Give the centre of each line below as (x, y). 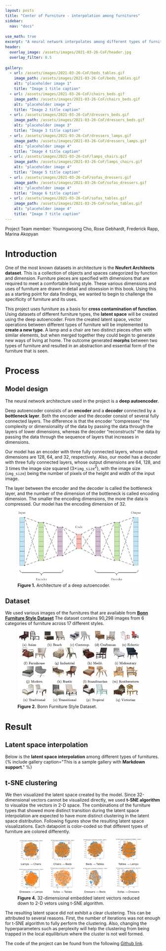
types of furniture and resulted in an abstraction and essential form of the (80, 345)
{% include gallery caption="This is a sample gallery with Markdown (75, 762)
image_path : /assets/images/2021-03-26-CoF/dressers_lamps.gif (81, 141)
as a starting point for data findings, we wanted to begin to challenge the (79, 294)
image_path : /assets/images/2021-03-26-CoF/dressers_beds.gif (79, 120)
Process (22, 371)
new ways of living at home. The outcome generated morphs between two (81, 340)
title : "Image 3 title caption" (47, 131)
